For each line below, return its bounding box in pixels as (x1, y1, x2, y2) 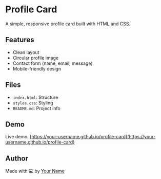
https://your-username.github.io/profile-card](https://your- (31, 134, 156, 140)
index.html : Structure (12, 94, 58, 100)
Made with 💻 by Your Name (5, 168, 65, 174)
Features (5, 35, 34, 44)
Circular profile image (12, 55, 59, 61)
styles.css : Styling (12, 99, 53, 106)
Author (5, 154, 28, 163)
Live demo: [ (5, 134, 32, 140)
